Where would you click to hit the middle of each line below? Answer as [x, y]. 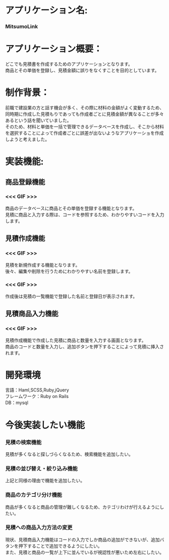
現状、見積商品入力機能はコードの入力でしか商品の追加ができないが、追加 [82, 539]
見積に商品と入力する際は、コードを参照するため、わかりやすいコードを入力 [85, 214]
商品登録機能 [25, 182]
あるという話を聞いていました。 [38, 120]
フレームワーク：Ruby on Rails [37, 396]
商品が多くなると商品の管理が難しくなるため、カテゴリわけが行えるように [82, 507]
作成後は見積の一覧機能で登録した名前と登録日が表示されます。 [71, 296]
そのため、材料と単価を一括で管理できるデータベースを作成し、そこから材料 [85, 127]
